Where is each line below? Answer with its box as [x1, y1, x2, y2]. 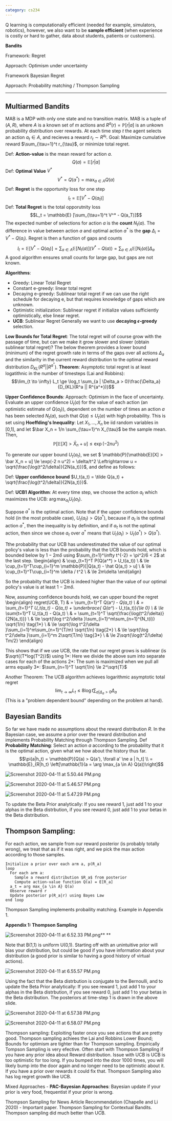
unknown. [12, 302, 34, 308]
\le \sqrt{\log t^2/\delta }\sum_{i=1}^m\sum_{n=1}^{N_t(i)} [34, 615, 155, 622]
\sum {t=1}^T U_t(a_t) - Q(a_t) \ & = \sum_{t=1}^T [5, 610, 106, 616]
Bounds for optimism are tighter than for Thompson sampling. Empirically [5, 1040, 160, 1046]
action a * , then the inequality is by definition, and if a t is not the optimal [5, 521, 156, 530]
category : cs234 [5, 7, 40, 13]
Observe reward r [10, 888, 47, 893]
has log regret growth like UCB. [5, 1073, 72, 1079]
